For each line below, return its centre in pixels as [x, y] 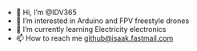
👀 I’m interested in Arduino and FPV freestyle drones [103, 21]
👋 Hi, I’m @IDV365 [46, 12]
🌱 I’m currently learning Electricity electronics [91, 29]
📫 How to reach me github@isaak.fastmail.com [94, 38]
